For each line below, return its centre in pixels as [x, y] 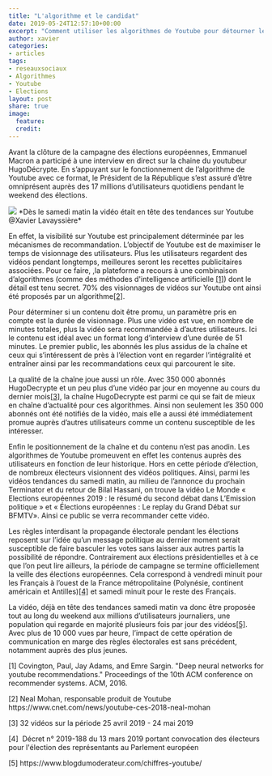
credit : [29, 129]
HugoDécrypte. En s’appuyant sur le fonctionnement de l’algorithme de [127, 169]
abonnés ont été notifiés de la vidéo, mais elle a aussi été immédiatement [131, 413]
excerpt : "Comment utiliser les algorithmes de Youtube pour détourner [132, 31]
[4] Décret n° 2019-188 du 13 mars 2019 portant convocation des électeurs [134, 739]
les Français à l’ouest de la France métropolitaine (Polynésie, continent [126, 582]
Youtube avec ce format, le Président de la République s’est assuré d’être [130, 177]
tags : [17, 62]
